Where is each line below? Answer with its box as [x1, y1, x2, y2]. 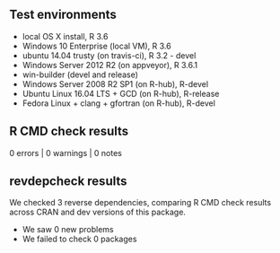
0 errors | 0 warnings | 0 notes [9, 147, 123, 158]
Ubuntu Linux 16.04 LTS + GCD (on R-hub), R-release [22, 88, 220, 99]
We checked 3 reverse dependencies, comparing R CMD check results [9, 197, 272, 208]
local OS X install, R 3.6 [22, 31, 109, 41]
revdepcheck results [9, 174, 127, 189]
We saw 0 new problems [22, 224, 114, 235]
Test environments [9, 7, 117, 22]
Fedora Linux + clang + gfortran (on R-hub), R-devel [22, 98, 215, 109]
